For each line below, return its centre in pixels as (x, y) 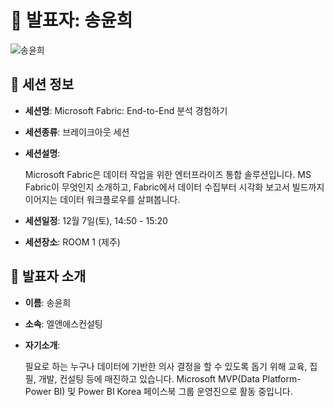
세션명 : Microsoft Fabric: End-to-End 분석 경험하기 (126, 110)
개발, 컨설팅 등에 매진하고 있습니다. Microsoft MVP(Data (149, 378)
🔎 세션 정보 (42, 84)
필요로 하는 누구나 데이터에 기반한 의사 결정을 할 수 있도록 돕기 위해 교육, (166, 366)
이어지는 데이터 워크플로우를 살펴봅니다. (102, 199)
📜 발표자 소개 (48, 276)
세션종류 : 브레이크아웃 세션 (77, 132)
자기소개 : (42, 345)
